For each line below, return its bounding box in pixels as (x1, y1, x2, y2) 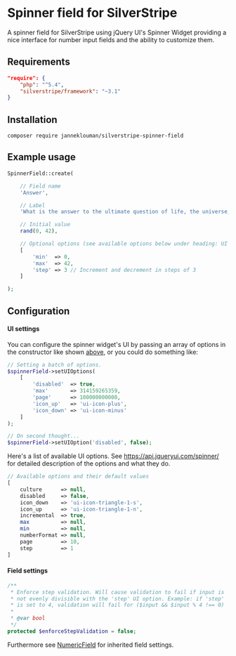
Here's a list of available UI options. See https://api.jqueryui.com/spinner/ (7, 452, 219, 461)
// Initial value (20, 221, 71, 228)
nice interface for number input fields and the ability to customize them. (7, 35, 215, 44)
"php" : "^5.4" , (20, 81, 65, 88)
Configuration (7, 305, 70, 317)
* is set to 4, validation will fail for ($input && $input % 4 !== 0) (10, 602, 225, 609)
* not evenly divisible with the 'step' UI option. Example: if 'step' (10, 595, 225, 602)
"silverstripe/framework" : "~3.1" (20, 88, 121, 95)
